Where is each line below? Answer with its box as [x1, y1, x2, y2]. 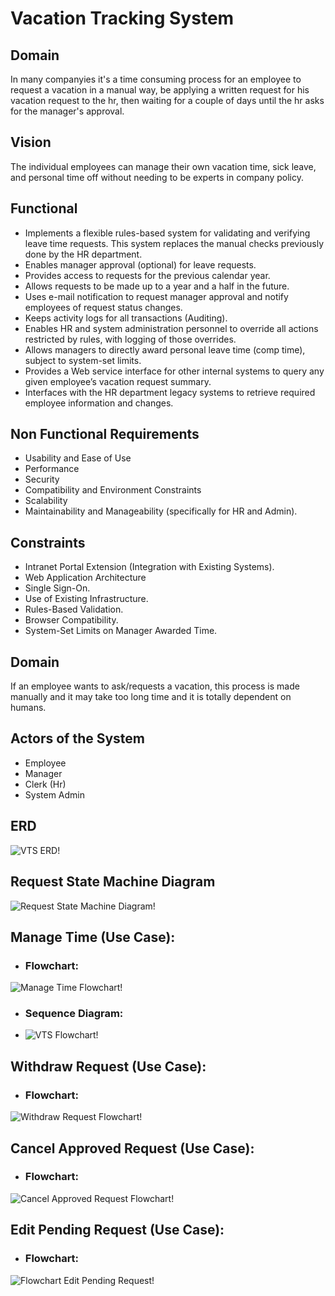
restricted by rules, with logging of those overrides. [24, 333, 237, 345]
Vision [10, 134, 52, 151]
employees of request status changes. [24, 301, 183, 313]
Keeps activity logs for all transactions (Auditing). [24, 312, 228, 324]
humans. [10, 702, 47, 714]
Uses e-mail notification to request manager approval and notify [24, 290, 289, 302]
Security [24, 473, 60, 486]
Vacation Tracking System [10, 7, 235, 30]
